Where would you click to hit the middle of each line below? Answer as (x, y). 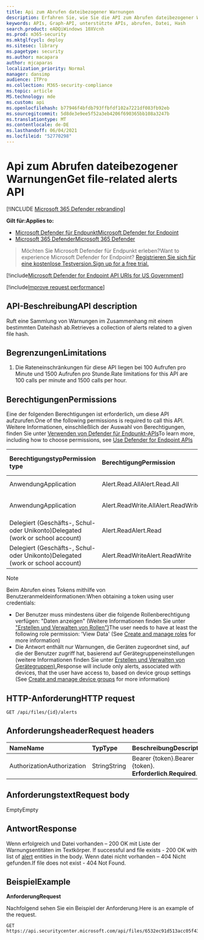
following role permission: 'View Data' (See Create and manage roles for (105, 634)
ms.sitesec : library (32, 46)
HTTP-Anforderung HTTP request (71, 698)
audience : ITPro (27, 80)
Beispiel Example (39, 882)
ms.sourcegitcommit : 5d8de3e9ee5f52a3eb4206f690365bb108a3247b (88, 114)
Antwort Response (42, 829)
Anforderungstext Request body (68, 795)
